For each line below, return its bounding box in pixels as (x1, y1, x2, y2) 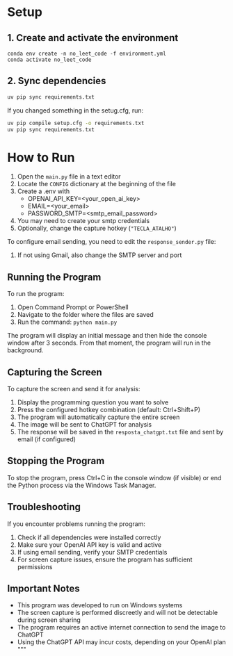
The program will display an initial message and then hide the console (7, 331, 207, 340)
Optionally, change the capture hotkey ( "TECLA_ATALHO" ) (17, 224, 177, 233)
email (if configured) (17, 435, 77, 443)
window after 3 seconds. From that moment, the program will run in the (7, 338, 211, 347)
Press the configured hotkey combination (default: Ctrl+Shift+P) (17, 406, 200, 413)
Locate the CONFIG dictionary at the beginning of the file (17, 180, 176, 188)
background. (7, 346, 44, 354)
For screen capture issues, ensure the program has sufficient (17, 555, 193, 564)
